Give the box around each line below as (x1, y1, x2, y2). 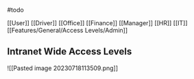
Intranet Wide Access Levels (7, 46, 132, 57)
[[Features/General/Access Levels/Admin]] (7, 27, 128, 34)
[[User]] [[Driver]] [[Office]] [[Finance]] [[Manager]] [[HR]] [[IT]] (7, 19, 188, 27)
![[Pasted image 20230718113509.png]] (7, 64, 119, 72)
